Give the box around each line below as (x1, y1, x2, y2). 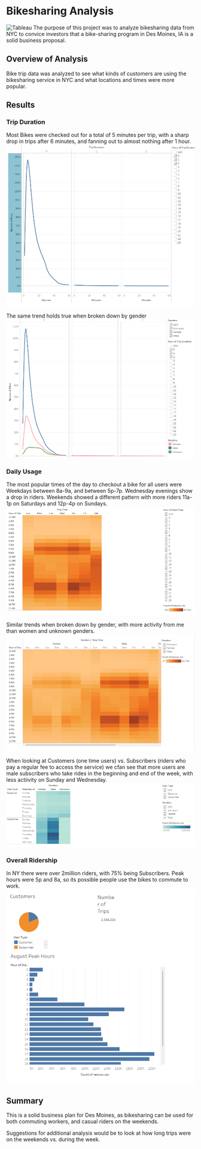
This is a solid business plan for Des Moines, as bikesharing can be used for (6, 1111, 194, 1119)
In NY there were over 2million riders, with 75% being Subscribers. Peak (6, 870, 184, 877)
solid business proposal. (6, 36, 66, 44)
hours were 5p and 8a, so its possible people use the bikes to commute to (6, 876, 188, 883)
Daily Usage (6, 468, 42, 476)
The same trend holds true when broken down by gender (6, 312, 147, 319)
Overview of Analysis (6, 54, 89, 64)
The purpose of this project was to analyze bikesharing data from (33, 24, 194, 31)
